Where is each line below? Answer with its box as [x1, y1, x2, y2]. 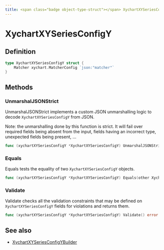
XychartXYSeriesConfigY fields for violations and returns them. [5, 203, 130, 209]
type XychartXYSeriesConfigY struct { [5, 61, 84, 65]
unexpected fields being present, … [5, 134, 77, 140]
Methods [5, 83, 33, 91]
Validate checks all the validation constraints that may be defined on [5, 198, 143, 204]
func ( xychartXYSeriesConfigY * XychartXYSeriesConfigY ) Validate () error [5, 213, 159, 218]
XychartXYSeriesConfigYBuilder [12, 239, 77, 245]
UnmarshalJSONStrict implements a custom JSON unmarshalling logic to [5, 108, 152, 115]
